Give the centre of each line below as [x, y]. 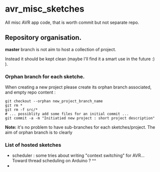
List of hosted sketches [33, 145]
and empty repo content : [30, 92]
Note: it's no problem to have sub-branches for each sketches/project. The [80, 127]
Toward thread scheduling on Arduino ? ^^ [54, 161]
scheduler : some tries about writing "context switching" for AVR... [78, 155]
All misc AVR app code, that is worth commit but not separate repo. [72, 22]
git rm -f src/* [21, 110]
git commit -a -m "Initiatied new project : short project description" [80, 118]
